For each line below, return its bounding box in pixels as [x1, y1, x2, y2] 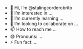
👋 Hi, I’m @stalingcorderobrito [10, 5, 72, 10]
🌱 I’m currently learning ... [10, 15, 64, 21]
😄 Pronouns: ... [10, 33, 43, 39]
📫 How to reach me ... [10, 26, 57, 32]
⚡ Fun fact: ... [10, 39, 38, 45]
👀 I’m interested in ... [10, 10, 53, 16]
